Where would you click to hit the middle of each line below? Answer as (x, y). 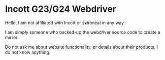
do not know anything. (28, 52)
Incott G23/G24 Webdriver (61, 9)
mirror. (12, 37)
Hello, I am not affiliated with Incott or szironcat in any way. (65, 23)
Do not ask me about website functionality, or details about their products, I (82, 47)
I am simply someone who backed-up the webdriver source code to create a (83, 32)
